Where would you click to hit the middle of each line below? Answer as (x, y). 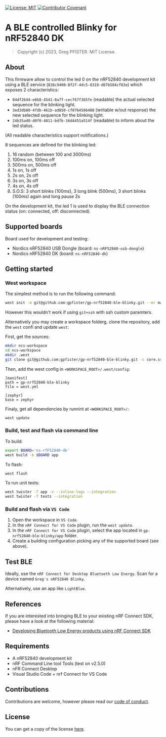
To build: (14, 441)
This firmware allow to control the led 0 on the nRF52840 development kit (80, 79)
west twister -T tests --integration (44, 497)
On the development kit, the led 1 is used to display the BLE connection (77, 206)
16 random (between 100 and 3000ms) (52, 154)
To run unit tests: (22, 483)
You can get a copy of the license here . (45, 729)
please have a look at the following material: (50, 621)
